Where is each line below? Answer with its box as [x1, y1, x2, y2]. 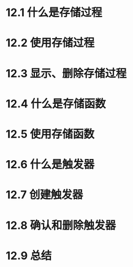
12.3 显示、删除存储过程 [6, 66, 127, 80]
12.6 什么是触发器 [6, 158, 95, 172]
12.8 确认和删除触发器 [6, 219, 116, 232]
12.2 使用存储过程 [6, 36, 95, 50]
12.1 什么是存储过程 [6, 6, 102, 20]
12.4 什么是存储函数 [6, 96, 106, 110]
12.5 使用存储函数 [6, 127, 94, 141]
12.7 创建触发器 [6, 188, 83, 202]
